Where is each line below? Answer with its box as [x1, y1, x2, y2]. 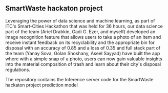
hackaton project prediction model [5, 82, 78, 88]
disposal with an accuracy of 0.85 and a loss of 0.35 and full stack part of [5, 44, 160, 51]
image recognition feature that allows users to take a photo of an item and [5, 34, 161, 40]
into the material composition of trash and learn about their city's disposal [5, 61, 161, 67]
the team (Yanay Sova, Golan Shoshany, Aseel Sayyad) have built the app [5, 50, 160, 56]
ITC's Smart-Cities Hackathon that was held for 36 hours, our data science [5, 23, 163, 29]
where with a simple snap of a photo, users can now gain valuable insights [5, 56, 162, 62]
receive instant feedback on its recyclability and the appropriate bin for [5, 39, 155, 45]
